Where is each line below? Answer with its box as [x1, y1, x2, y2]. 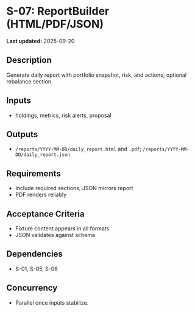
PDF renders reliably [15, 191, 67, 199]
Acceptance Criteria [6, 208, 85, 219]
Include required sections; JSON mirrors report [15, 185, 133, 192]
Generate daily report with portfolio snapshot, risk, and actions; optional [6, 71, 187, 79]
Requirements [6, 168, 61, 179]
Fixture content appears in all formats [15, 225, 110, 232]
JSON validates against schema [15, 232, 96, 238]
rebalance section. [6, 77, 53, 85]
